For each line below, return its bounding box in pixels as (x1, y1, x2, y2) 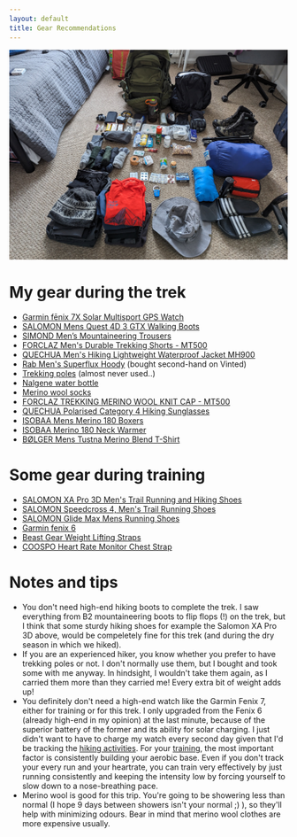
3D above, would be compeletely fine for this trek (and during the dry (21, 630, 275, 640)
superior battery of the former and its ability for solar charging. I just (21, 724, 270, 734)
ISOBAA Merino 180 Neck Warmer (21, 424, 147, 435)
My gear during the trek (9, 283, 187, 303)
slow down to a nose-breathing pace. (21, 780, 159, 791)
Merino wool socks (21, 386, 92, 398)
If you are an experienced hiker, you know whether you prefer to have (21, 648, 277, 659)
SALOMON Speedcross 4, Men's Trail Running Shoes (21, 503, 217, 514)
